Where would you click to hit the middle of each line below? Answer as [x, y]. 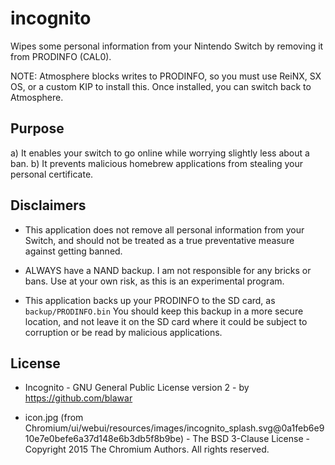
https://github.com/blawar [78, 398]
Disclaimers [48, 205]
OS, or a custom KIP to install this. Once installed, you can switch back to [161, 86]
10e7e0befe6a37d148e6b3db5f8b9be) [104, 439]
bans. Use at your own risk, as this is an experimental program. [154, 281]
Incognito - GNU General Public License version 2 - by [137, 388]
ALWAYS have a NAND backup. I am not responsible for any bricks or [168, 270]
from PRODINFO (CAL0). [61, 56]
